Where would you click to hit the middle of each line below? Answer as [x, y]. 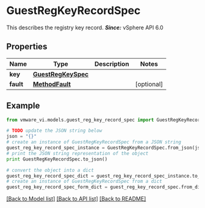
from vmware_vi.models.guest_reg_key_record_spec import [80, 120]
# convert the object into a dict [50, 170]
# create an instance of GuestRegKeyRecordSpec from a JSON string [94, 142]
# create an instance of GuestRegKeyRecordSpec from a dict [85, 181]
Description [112, 63]
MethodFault [52, 84]
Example [23, 106]
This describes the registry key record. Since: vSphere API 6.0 [85, 27]
